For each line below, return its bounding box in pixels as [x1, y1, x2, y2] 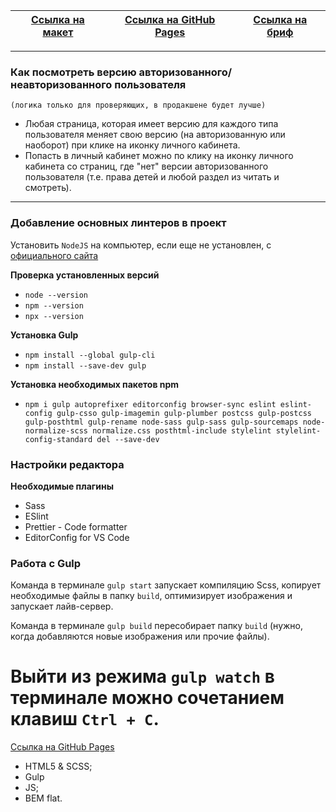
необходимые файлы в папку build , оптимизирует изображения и [10, 590, 293, 602]
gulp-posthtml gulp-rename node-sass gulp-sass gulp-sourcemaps [24, 417, 299, 427]
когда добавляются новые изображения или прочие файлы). [10, 630, 270, 643]
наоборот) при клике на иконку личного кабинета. [24, 139, 241, 151]
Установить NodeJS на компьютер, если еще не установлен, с [10, 239, 272, 251]
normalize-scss [24, 425, 89, 436]
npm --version [24, 300, 84, 311]
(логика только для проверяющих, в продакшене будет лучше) [10, 100, 267, 111]
